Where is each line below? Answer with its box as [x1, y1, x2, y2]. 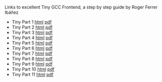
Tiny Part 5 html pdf [11, 40, 53, 46]
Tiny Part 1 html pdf [11, 19, 52, 25]
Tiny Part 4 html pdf [11, 35, 53, 41]
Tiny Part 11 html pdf [11, 72, 54, 77]
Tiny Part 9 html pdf [11, 61, 53, 67]
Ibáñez [4, 9, 19, 15]
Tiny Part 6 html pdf [11, 45, 53, 51]
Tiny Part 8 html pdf [11, 56, 53, 61]
